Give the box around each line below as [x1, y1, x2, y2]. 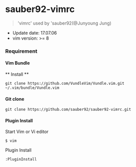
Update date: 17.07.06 [12, 30, 57, 36]
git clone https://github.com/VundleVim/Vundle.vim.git [5, 81, 124, 86]
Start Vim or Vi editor [5, 129, 49, 135]
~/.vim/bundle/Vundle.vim [5, 85, 59, 91]
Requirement [5, 48, 38, 55]
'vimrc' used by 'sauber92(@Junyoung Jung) [17, 20, 112, 26]
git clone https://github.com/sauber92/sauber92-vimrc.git [5, 107, 131, 112]
